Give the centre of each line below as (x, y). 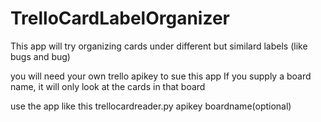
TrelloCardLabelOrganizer (120, 18)
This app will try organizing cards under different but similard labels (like (159, 46)
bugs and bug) (40, 56)
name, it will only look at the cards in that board (108, 86)
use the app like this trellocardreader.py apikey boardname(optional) (151, 106)
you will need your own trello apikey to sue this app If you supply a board (161, 76)
